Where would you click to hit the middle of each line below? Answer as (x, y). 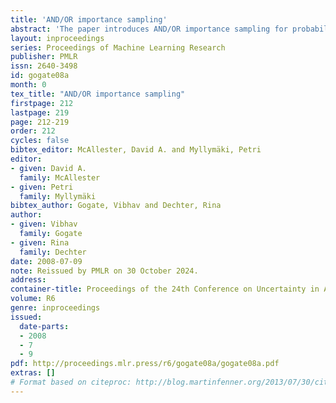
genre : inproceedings (55, 308)
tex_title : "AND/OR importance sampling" (98, 94)
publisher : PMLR (44, 57)
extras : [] (33, 373)
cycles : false (40, 141)
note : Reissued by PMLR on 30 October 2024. (104, 271)
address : (28, 280)
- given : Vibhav (44, 224)
